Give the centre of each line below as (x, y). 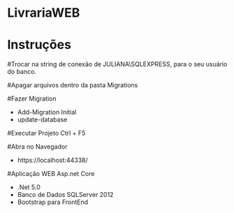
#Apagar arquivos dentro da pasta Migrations (73, 85)
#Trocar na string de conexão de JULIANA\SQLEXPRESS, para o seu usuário (117, 64)
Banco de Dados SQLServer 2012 (65, 195)
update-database (42, 119)
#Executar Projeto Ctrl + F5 (46, 133)
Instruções (39, 45)
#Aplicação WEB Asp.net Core (51, 174)
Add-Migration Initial (47, 112)
